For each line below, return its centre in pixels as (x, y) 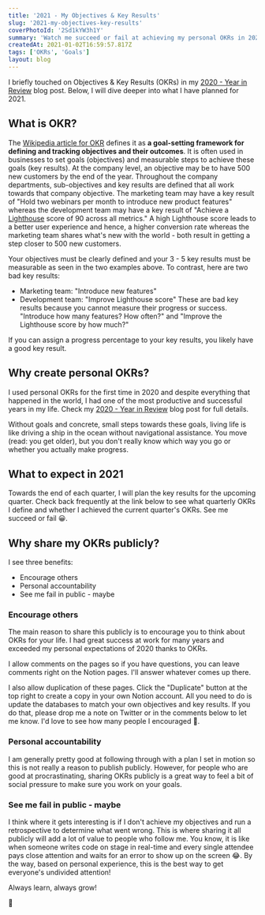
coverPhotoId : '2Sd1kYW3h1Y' (56, 30)
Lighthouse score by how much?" (74, 324)
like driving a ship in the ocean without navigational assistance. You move (128, 432)
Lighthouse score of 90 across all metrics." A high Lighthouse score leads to (132, 218)
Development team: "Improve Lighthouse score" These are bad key (129, 299)
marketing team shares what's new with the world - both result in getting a (129, 235)
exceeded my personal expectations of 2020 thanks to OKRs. (108, 649)
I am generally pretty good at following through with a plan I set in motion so (132, 759)
